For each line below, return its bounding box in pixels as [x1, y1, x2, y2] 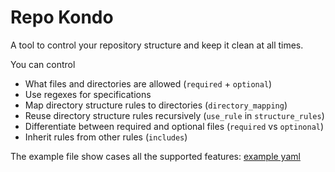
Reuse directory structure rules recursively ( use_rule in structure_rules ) [24, 109, 325, 121]
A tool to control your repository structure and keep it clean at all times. [10, 39, 304, 51]
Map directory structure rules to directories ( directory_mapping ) [24, 99, 288, 111]
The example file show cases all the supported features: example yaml [10, 150, 301, 162]
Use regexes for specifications [24, 88, 152, 100]
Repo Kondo [10, 6, 114, 29]
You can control [10, 58, 76, 70]
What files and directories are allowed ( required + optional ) [24, 77, 273, 90]
